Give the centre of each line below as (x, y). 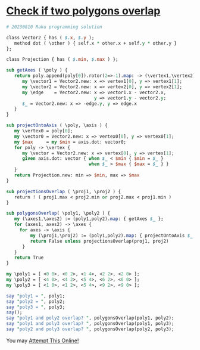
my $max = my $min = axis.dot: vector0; (70, 142)
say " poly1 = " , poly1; (36, 296)
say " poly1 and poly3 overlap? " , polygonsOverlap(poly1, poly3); (90, 324)
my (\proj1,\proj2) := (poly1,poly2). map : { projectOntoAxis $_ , (113, 236)
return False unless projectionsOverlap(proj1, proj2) (99, 241)
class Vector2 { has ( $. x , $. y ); (50, 38)
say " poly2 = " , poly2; (36, 301)
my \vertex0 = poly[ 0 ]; (43, 131)
